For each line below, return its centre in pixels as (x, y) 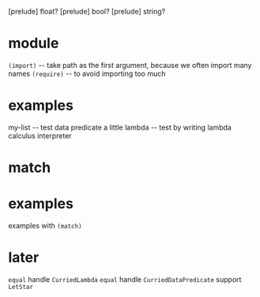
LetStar (21, 287)
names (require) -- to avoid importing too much (87, 73)
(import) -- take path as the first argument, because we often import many (130, 65)
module (34, 43)
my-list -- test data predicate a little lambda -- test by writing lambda (120, 127)
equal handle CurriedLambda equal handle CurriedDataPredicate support (125, 279)
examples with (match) (45, 226)
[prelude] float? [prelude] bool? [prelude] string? (87, 11)
